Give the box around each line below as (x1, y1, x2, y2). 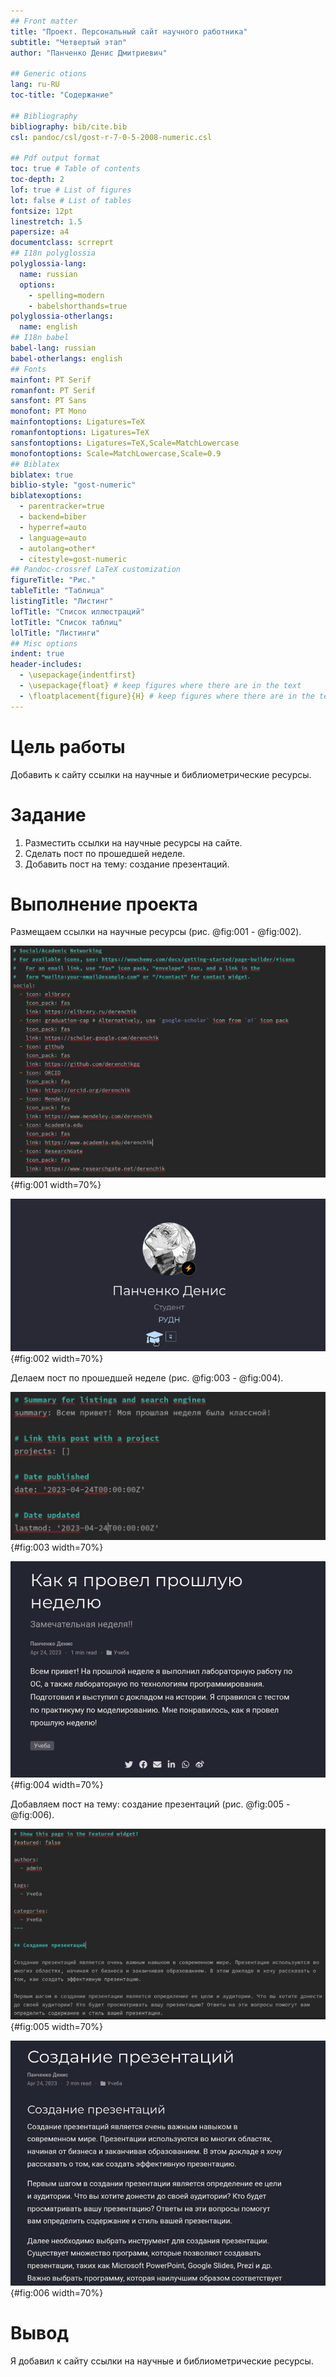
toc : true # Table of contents (10, 164, 141, 174)
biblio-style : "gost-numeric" (10, 480, 137, 490)
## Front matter (10, 16, 78, 26)
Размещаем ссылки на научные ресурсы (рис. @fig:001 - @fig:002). (10, 926, 302, 938)
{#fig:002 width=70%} (10, 1352, 104, 1364)
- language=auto (19, 533, 87, 543)
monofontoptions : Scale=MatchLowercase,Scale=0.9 (10, 448, 222, 459)
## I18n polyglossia (10, 248, 97, 259)
